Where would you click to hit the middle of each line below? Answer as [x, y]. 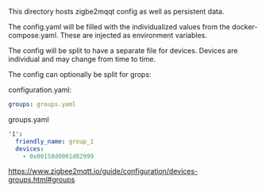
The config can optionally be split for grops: [80, 74]
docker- [245, 27]
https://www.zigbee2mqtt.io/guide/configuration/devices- [103, 171]
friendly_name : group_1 [54, 141]
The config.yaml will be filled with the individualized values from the [119, 27]
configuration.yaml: [40, 90]
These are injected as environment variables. [134, 35]
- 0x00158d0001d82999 [58, 156]
